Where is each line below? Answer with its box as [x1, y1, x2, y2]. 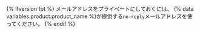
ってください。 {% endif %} [6, 20, 76, 27]
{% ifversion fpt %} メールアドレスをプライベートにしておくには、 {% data [6, 5, 194, 12]
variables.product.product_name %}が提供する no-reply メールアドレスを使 [6, 13, 193, 20]
